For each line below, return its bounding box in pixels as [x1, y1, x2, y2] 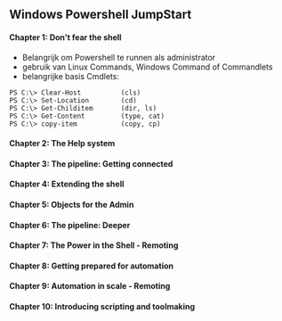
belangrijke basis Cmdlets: [21, 70, 120, 81]
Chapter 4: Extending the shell [9, 178, 125, 190]
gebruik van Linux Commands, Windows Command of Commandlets [21, 62, 273, 72]
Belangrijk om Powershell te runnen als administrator [21, 52, 216, 62]
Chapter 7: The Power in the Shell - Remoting [9, 240, 179, 251]
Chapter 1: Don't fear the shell [9, 31, 122, 43]
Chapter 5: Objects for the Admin [9, 199, 134, 210]
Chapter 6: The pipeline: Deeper [9, 219, 131, 230]
